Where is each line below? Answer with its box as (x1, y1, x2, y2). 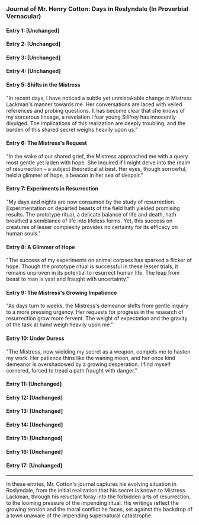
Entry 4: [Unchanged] (6, 68, 61, 75)
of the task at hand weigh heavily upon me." (6, 321, 114, 328)
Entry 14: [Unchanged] (6, 421, 63, 428)
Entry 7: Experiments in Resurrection (6, 185, 99, 192)
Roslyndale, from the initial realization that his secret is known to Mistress (6, 487, 185, 494)
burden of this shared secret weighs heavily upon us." (6, 126, 138, 133)
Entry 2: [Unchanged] (6, 40, 61, 47)
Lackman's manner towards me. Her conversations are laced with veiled (6, 100, 182, 108)
